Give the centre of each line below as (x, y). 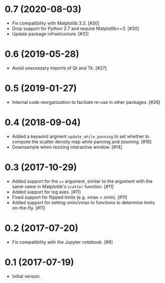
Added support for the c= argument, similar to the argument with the (82, 181)
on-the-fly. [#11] (29, 208)
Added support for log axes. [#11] (46, 192)
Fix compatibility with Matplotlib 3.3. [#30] (56, 23)
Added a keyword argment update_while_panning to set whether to (80, 136)
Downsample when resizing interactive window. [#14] (67, 147)
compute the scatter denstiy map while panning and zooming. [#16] (82, 141)
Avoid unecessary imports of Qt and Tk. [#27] (59, 68)
